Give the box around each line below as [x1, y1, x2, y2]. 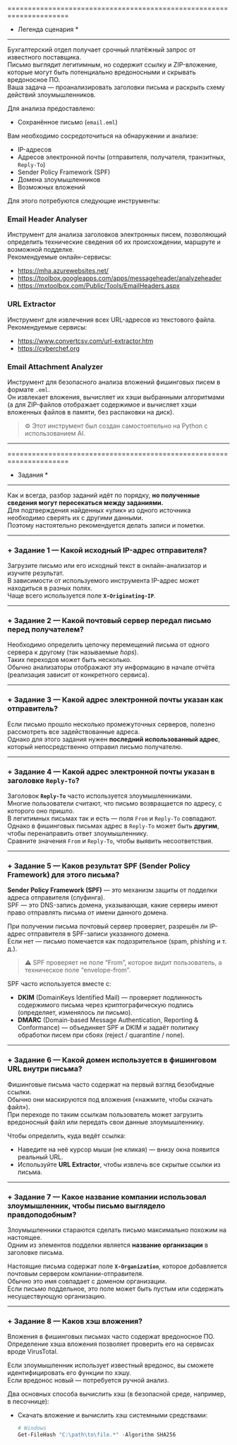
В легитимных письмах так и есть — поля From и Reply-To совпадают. [7, 814, 217, 823]
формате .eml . [7, 385, 51, 393]
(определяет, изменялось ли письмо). [17, 1009, 133, 1017]
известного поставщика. [7, 53, 82, 61]
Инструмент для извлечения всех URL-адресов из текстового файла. [7, 315, 217, 324]
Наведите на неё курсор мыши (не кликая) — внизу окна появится [17, 1145, 220, 1154]
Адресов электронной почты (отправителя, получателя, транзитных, [17, 153, 226, 161]
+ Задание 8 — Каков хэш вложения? [7, 1316, 143, 1326]
